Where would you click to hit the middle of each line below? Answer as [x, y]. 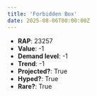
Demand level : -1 [43, 56]
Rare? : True [35, 86]
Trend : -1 [31, 63]
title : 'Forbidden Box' [42, 14]
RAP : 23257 [35, 41]
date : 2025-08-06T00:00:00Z [49, 21]
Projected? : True [42, 71]
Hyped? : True [38, 78]
